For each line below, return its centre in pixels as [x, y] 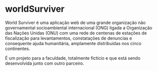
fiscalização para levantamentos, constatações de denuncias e [68, 38]
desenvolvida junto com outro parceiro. [45, 63]
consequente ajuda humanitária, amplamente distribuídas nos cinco [73, 43]
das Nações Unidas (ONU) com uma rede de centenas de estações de [76, 33]
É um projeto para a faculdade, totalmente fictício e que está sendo [73, 58]
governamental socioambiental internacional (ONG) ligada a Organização [79, 27]
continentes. [18, 48]
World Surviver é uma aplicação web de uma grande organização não [75, 23]
